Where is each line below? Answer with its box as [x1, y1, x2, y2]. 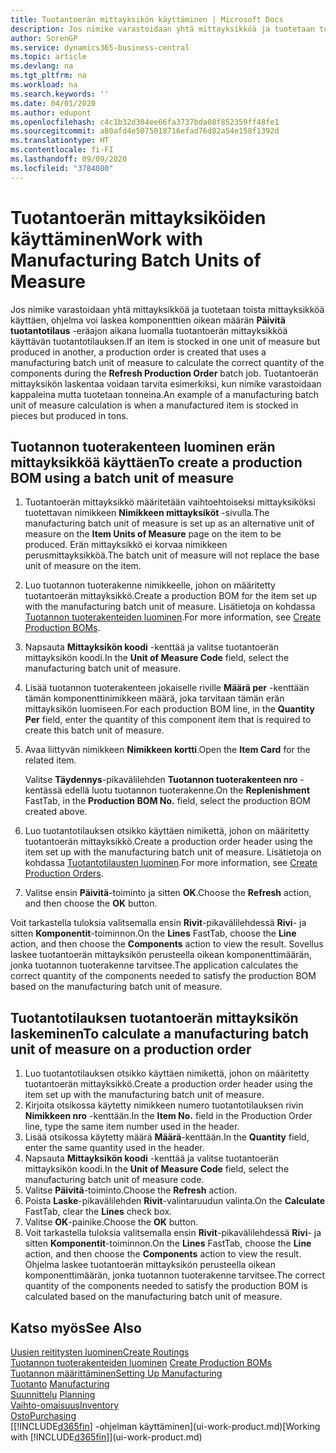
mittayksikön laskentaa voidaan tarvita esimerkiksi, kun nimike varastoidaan [10, 377, 322, 390]
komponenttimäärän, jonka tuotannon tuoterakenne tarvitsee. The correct [24, 1269, 326, 1281]
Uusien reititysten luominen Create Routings [10, 1346, 190, 1358]
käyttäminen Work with [10, 227, 203, 250]
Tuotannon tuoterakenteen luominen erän [10, 438, 276, 455]
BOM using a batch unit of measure [10, 469, 235, 486]
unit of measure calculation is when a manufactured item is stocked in [10, 399, 299, 411]
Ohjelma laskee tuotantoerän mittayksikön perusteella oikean [24, 1259, 276, 1271]
